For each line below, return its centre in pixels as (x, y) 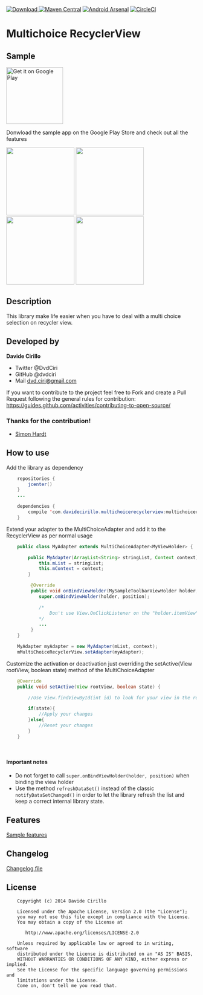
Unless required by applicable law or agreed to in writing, (95, 944)
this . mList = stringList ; (71, 563)
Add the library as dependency (45, 467)
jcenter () (40, 484)
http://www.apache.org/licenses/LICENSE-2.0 (82, 933)
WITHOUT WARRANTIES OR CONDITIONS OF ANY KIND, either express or (102, 959)
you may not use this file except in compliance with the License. (104, 917)
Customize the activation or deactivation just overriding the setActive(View (99, 663)
